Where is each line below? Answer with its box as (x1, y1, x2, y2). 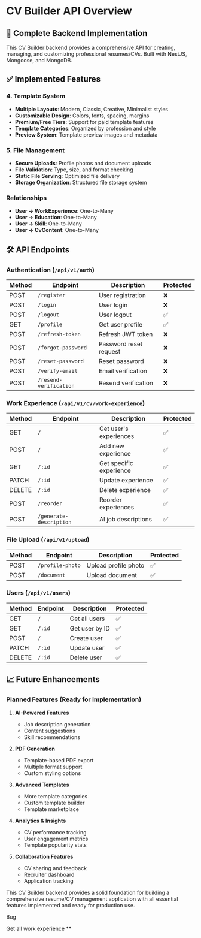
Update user (69, 643, 105, 652)
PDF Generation (14, 745, 56, 752)
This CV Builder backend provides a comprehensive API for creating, (6, 44, 176, 51)
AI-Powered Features (14, 709, 69, 716)
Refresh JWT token (98, 330, 153, 338)
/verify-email (38, 367, 78, 374)
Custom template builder (23, 799, 85, 806)
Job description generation (23, 720, 91, 728)
